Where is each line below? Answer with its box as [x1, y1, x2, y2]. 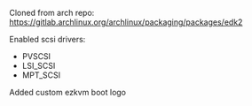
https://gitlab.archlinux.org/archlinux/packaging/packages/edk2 [9, 17, 243, 27]
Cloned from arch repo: [9, 8, 95, 18]
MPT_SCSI [21, 70, 60, 80]
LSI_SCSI [21, 61, 56, 71]
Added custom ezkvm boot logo [9, 87, 127, 97]
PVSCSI [21, 51, 51, 61]
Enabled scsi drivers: [9, 34, 86, 44]
